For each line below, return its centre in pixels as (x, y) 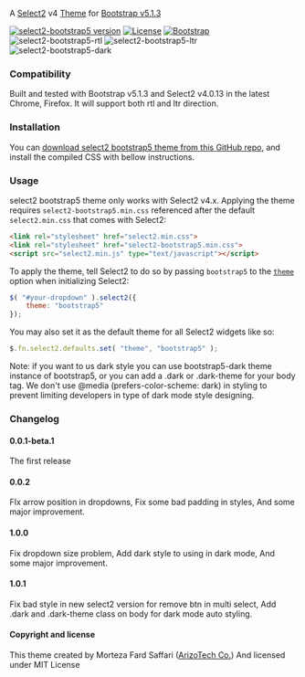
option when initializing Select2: (69, 280)
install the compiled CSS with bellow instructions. (102, 157)
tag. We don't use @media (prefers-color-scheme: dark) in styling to (138, 386)
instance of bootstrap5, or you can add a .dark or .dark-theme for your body (152, 376)
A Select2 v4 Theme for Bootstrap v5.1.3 (85, 13)
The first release (40, 461)
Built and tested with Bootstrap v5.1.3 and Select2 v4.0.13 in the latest (140, 94)
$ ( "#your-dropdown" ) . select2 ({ (73, 297)
